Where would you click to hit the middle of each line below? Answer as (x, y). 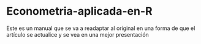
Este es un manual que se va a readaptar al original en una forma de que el (101, 28)
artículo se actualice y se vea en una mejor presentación (78, 34)
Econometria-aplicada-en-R (79, 11)
